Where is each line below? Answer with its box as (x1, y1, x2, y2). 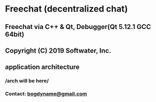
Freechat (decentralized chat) (5, 3, 128, 15)
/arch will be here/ (5, 77, 49, 84)
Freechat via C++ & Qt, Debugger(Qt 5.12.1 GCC (5, 23, 151, 31)
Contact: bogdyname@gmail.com (5, 90, 87, 97)
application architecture (5, 63, 80, 71)
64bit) (5, 30, 24, 38)
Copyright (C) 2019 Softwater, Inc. (5, 46, 111, 55)
